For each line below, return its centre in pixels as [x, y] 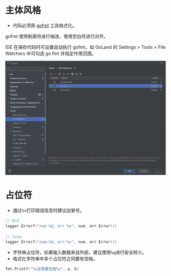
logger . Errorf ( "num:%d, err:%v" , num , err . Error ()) [61, 242]
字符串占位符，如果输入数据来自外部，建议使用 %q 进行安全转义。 [80, 253]
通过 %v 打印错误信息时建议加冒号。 [49, 210]
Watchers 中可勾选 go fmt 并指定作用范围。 [51, 53]
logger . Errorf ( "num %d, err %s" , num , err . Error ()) [61, 226]
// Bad [12, 221]
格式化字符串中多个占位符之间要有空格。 [55, 259]
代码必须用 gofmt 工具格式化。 [45, 25]
